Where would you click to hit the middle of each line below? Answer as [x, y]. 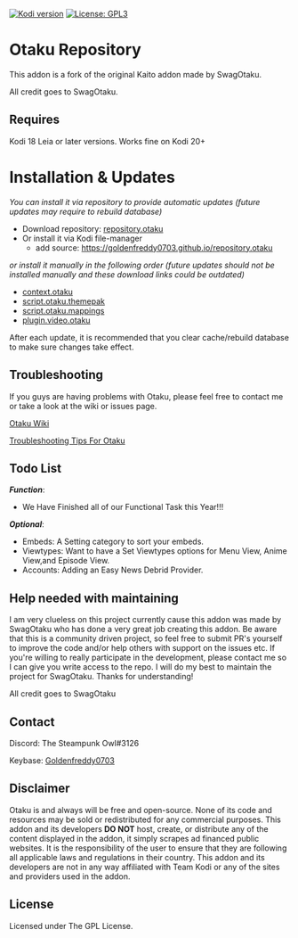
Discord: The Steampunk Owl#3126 [74, 743]
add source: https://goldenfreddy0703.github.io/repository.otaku [154, 247]
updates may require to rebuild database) [86, 211]
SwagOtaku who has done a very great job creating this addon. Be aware [143, 629]
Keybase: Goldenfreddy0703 [62, 760]
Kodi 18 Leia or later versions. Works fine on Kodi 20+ [108, 141]
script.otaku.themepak [63, 301]
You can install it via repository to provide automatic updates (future [135, 202]
